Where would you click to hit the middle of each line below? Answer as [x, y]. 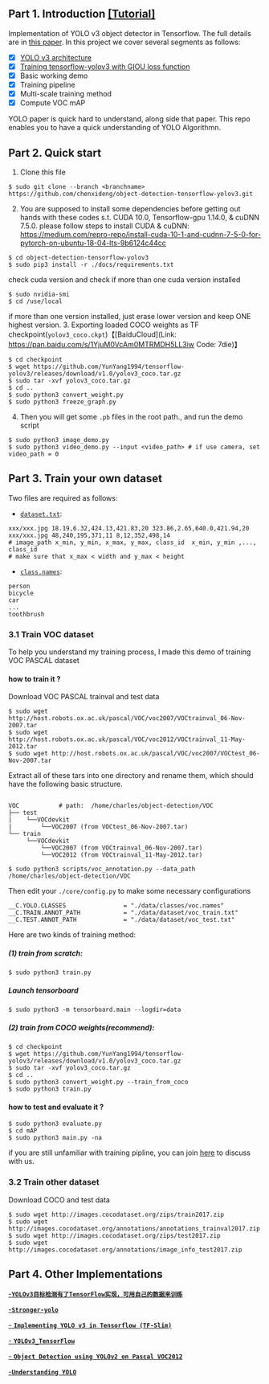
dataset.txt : [41, 514]
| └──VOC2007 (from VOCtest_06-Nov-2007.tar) [98, 827]
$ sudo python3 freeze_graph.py [62, 402]
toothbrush [26, 614]
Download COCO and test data [59, 1200]
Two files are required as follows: [63, 498]
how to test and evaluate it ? [56, 1107]
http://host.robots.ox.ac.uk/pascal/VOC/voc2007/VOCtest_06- [156, 754]
